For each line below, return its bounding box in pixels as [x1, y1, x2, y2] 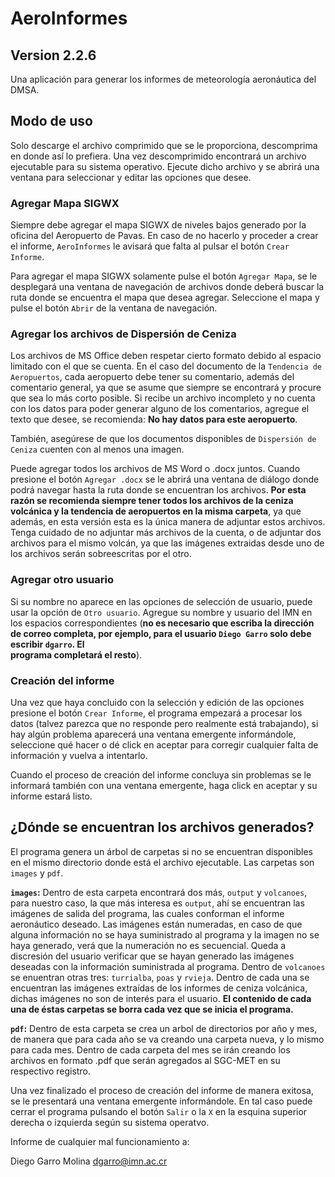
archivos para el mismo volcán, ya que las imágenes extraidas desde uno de [10, 537, 325, 549]
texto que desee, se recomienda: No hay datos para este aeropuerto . [10, 413, 298, 426]
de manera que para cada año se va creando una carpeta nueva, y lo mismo [10, 1033, 325, 1045]
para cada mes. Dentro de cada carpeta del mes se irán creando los [10, 1043, 291, 1056]
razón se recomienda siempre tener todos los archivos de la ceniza [10, 495, 294, 507]
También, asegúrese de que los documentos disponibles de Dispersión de [10, 433, 317, 445]
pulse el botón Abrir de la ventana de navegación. [10, 302, 218, 314]
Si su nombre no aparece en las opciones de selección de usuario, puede [10, 595, 313, 607]
